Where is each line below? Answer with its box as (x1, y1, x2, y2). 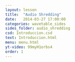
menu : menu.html (5, 40, 39, 45)
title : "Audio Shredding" (5, 12, 61, 17)
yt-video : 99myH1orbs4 (5, 44, 52, 49)
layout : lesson (5, 7, 37, 12)
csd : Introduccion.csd (5, 30, 52, 35)
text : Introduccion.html (5, 35, 57, 40)
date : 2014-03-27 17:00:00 (5, 16, 66, 21)
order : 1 (5, 49, 23, 54)
